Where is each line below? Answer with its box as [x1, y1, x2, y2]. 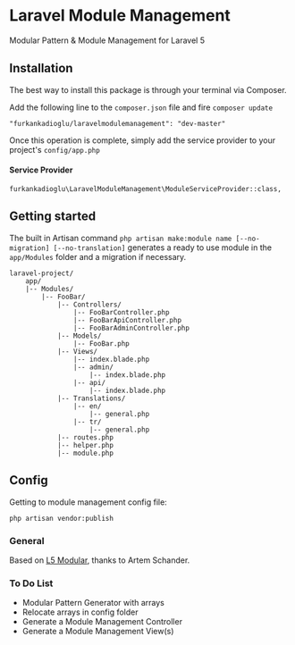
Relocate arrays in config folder [21, 607, 139, 617]
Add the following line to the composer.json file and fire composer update [9, 102, 274, 113]
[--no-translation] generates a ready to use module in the [53, 242, 273, 253]
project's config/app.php [9, 144, 100, 155]
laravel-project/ [9, 269, 74, 278]
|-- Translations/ [56, 394, 126, 403]
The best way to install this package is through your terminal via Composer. [9, 84, 288, 95]
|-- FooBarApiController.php [72, 315, 181, 324]
